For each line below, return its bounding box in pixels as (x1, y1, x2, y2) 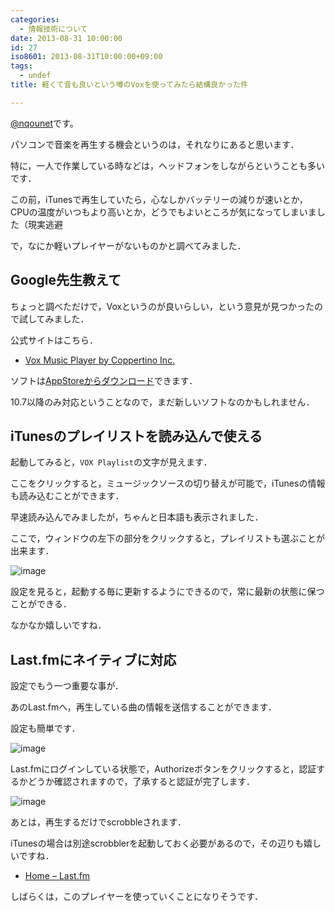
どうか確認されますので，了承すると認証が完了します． (27, 776, 255, 788)
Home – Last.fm (24, 870, 91, 882)
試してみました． (18, 312, 90, 325)
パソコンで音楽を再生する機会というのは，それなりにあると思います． (10, 138, 300, 150)
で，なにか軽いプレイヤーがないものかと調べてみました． (10, 239, 247, 251)
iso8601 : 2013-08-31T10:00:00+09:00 (10, 52, 163, 62)
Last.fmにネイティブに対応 (10, 651, 177, 668)
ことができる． (10, 598, 72, 610)
